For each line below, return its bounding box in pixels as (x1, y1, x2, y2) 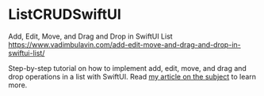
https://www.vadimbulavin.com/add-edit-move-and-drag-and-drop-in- (8, 39, 241, 49)
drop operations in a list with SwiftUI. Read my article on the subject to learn (8, 72, 256, 81)
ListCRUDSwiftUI (8, 6, 121, 24)
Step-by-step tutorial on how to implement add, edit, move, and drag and (8, 63, 247, 72)
